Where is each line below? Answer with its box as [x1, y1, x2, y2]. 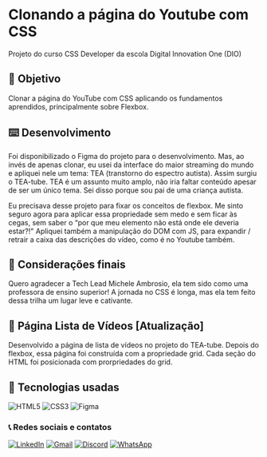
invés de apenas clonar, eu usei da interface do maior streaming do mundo [8, 160, 254, 169]
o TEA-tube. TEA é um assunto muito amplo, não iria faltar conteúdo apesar [8, 177, 257, 186]
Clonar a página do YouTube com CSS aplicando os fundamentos [8, 93, 223, 103]
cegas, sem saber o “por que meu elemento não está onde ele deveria [8, 217, 239, 227]
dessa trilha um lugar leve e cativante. [8, 296, 133, 305]
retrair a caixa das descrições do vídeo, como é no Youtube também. [8, 234, 235, 244]
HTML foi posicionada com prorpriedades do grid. [8, 357, 173, 367]
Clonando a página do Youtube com [8, 6, 249, 24]
